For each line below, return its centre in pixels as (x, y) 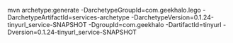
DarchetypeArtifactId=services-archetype (68, 17)
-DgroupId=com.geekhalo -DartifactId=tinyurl (155, 25)
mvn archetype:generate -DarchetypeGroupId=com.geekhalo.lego (104, 10)
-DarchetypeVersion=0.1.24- (172, 17)
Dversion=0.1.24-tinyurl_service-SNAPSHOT (72, 32)
